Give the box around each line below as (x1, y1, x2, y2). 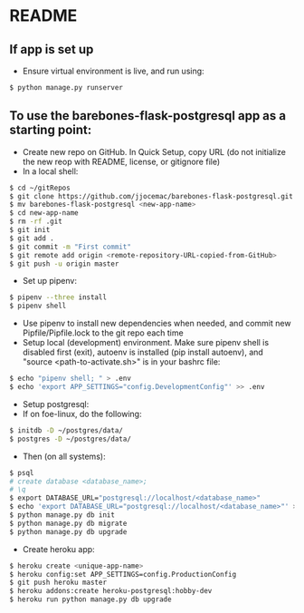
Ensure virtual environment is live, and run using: (22, 65, 205, 76)
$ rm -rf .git (9, 217, 63, 227)
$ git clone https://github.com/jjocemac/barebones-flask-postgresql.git (9, 191, 294, 200)
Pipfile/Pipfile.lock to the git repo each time (22, 327, 184, 338)
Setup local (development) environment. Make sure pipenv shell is (22, 337, 270, 348)
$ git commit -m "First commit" (9, 242, 131, 251)
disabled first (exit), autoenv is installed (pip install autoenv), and (22, 346, 264, 358)
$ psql (9, 468, 34, 477)
